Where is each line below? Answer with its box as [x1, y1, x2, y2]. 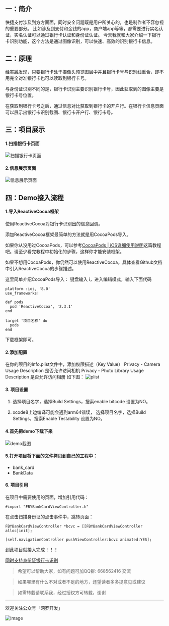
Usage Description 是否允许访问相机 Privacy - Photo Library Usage [5, 368, 144, 374]
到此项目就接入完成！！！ [5, 547, 58, 553]
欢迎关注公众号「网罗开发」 [5, 605, 63, 611]
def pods [5, 300, 24, 305]
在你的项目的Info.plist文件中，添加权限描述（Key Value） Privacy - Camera [5, 361, 160, 367]
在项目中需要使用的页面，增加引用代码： [5, 494, 89, 500]
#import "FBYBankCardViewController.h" [5, 504, 89, 509]
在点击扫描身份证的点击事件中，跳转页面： [5, 514, 94, 520]
